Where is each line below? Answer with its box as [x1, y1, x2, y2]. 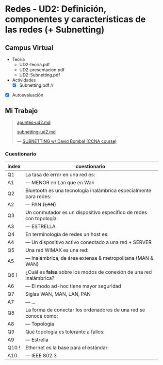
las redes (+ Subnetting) [5, 24, 105, 35]
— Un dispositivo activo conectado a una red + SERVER [25, 239, 152, 246]
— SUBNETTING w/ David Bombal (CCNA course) [16, 138, 117, 144]
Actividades [12, 77, 36, 83]
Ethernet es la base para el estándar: [25, 345, 109, 351]
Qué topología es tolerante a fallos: [25, 328, 105, 335]
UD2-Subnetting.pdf [19, 72, 61, 77]
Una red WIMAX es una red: [25, 247, 89, 254]
